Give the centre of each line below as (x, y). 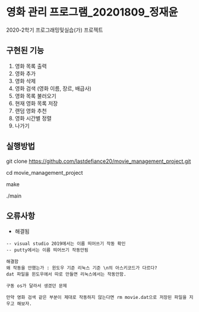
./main (14, 196)
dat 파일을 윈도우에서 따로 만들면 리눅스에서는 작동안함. (66, 274)
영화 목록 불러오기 (35, 95)
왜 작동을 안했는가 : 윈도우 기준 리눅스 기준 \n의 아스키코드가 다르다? (82, 268)
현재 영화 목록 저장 (36, 103)
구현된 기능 (25, 50)
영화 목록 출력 (31, 66)
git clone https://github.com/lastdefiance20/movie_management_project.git (99, 161)
